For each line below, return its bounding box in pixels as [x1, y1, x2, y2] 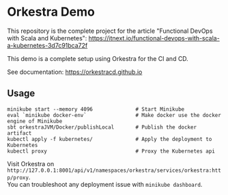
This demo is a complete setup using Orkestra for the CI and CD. [7, 54, 189, 62]
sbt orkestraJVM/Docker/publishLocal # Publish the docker [7, 124, 197, 131]
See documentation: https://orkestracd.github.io [7, 68, 143, 76]
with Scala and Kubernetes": [7, 34, 87, 42]
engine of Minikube [7, 118, 63, 125]
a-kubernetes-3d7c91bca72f [7, 41, 88, 49]
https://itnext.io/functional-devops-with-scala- [88, 34, 220, 42]
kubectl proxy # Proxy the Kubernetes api [7, 148, 215, 155]
